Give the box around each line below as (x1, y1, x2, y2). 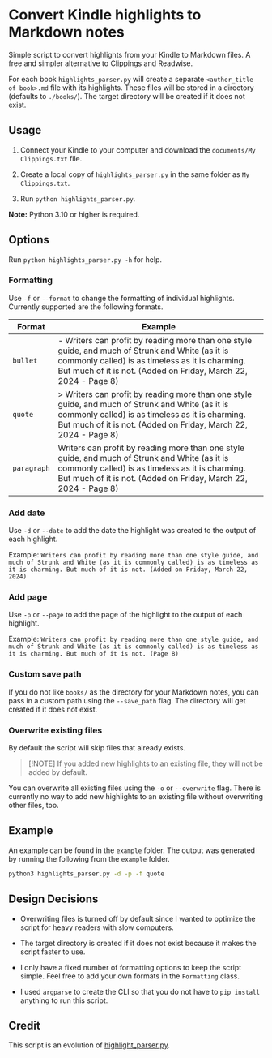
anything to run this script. (19, 996, 108, 1005)
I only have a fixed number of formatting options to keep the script (19, 962, 242, 972)
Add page (8, 591, 48, 603)
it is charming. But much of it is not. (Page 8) (8, 650, 180, 658)
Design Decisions (8, 892, 99, 906)
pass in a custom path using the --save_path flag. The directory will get (8, 695, 246, 705)
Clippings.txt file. (19, 153, 83, 163)
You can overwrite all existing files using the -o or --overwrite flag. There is (8, 783, 261, 793)
